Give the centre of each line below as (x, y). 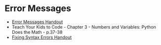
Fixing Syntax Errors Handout (42, 37)
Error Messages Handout (37, 22)
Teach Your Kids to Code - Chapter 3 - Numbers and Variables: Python (84, 27)
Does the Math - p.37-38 (37, 32)
